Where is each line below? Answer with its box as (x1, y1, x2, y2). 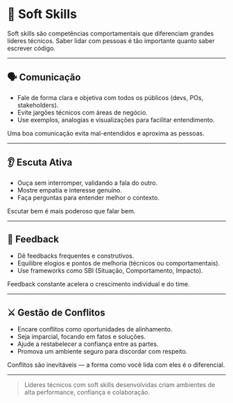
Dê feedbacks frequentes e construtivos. (17, 252, 135, 260)
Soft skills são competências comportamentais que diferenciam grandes (7, 29, 214, 38)
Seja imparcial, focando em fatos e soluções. (17, 333, 146, 341)
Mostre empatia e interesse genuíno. (17, 186, 123, 194)
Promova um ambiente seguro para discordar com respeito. (17, 347, 188, 356)
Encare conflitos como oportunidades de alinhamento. (17, 325, 173, 334)
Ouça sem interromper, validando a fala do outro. (17, 179, 158, 187)
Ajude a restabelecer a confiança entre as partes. (17, 340, 159, 348)
